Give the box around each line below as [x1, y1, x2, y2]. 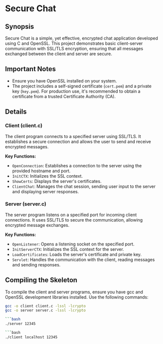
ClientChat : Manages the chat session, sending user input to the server [12, 183, 156, 189]
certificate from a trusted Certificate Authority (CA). [12, 93, 116, 99]
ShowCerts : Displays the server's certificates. [12, 178, 102, 184]
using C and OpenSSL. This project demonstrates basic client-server [5, 40, 143, 46]
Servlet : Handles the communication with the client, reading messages [12, 257, 155, 263]
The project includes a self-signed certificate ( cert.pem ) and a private [12, 83, 152, 89]
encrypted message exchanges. [5, 222, 70, 228]
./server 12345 [5, 322, 36, 326]
